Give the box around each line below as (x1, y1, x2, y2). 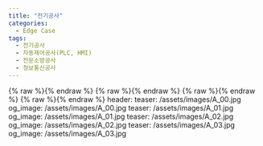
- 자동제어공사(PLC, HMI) (15, 49, 92, 57)
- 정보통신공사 (15, 64, 56, 72)
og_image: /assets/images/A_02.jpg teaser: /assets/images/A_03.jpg (8, 120, 236, 129)
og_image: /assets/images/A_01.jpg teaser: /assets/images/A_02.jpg (8, 112, 234, 121)
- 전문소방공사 (15, 57, 56, 65)
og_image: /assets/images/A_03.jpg (8, 128, 127, 138)
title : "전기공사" (8, 11, 64, 20)
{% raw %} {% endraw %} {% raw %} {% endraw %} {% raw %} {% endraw (8, 86, 256, 95)
